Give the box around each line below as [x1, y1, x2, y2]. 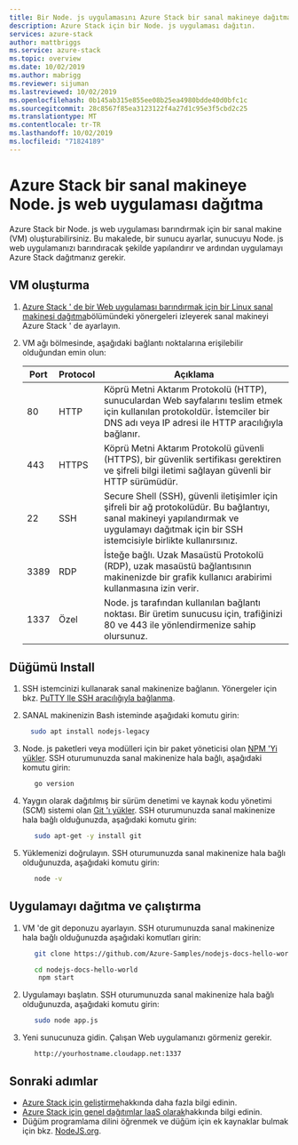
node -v [34, 874, 63, 883]
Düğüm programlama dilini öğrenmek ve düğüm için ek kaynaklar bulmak [21, 1116, 289, 1126]
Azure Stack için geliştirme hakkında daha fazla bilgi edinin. [21, 1097, 238, 1108]
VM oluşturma [9, 277, 90, 293]
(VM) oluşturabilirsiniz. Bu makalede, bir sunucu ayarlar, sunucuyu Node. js [9, 233, 284, 244]
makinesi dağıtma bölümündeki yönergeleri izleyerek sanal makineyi [21, 310, 269, 321]
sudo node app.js [34, 1016, 98, 1025]
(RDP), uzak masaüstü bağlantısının [103, 559, 252, 572]
